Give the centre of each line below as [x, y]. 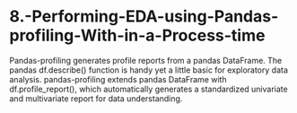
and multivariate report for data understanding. [96, 98]
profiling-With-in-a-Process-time [137, 35]
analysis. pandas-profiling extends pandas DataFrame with [118, 79]
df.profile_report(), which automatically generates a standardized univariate [149, 89]
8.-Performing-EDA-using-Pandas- [144, 17]
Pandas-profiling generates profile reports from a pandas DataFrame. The [146, 60]
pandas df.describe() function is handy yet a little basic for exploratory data [149, 70]
